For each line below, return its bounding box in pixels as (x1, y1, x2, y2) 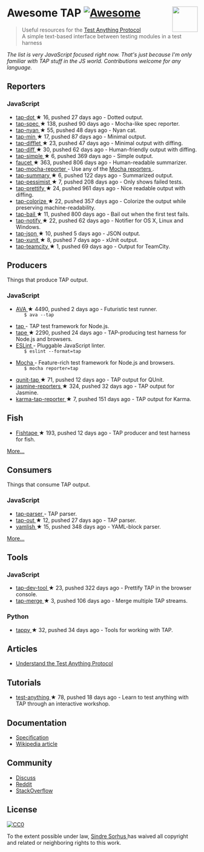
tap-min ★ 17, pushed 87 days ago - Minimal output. (15, 132, 146, 140)
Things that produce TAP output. (7, 277, 88, 284)
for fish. (15, 435, 36, 443)
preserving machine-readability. (15, 204, 96, 211)
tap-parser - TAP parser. (15, 510, 77, 517)
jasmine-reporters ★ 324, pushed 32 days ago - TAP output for (15, 382, 175, 390)
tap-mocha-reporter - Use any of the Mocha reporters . (15, 165, 154, 173)
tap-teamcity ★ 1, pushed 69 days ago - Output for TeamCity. (15, 242, 170, 250)
